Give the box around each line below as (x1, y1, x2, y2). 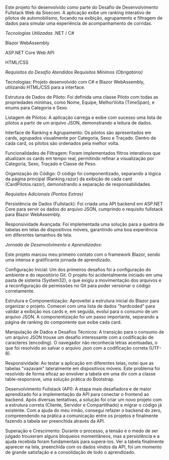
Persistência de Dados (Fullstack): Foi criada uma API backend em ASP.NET (5, 201, 163, 207)
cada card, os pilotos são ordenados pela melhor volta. (5, 141, 120, 146)
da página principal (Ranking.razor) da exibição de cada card (5, 176, 132, 182)
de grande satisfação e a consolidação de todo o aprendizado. (5, 449, 136, 455)
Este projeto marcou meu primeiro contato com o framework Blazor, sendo (5, 251, 160, 257)
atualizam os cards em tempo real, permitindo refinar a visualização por (5, 156, 155, 161)
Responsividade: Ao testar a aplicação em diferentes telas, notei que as (5, 360, 154, 366)
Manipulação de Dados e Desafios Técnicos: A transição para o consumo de (5, 329, 164, 335)
